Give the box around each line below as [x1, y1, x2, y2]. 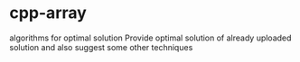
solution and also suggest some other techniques [9, 41, 193, 52]
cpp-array [9, 3, 88, 23]
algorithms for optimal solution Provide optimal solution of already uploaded [9, 32, 292, 43]
